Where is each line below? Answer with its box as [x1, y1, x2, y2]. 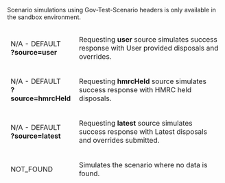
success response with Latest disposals [78, 127, 208, 136]
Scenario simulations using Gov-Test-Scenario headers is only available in [7, 6, 216, 14]
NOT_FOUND [10, 165, 54, 173]
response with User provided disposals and [78, 44, 219, 53]
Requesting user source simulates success [78, 35, 217, 44]
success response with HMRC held [78, 85, 192, 94]
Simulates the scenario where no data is [78, 160, 208, 169]
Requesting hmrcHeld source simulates [78, 76, 207, 86]
